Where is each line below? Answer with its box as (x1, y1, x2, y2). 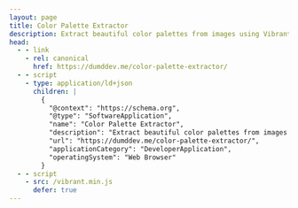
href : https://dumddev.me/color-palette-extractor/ (32, 63, 228, 72)
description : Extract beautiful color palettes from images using (9, 29, 260, 38)
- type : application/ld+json (25, 79, 133, 88)
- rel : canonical (25, 54, 90, 63)
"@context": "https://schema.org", (48, 104, 180, 112)
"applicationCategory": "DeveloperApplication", (48, 144, 232, 153)
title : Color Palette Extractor (9, 21, 129, 30)
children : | (32, 87, 77, 96)
